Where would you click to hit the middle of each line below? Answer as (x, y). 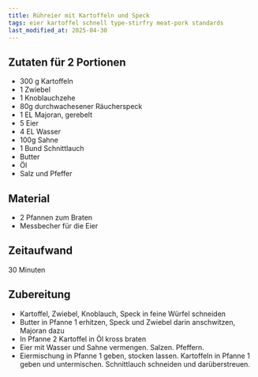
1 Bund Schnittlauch (52, 149)
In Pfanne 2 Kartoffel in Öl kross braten (83, 339)
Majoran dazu (42, 330)
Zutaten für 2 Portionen (67, 62)
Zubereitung (39, 294)
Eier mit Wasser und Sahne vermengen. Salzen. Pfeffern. (112, 347)
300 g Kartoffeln (46, 81)
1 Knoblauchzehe (48, 98)
